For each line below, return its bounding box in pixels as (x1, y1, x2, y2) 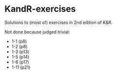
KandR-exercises (4, 3, 76, 15)
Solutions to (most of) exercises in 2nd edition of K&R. (4, 19, 113, 25)
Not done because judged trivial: (4, 29, 70, 35)
